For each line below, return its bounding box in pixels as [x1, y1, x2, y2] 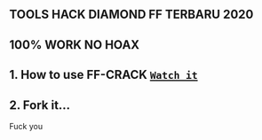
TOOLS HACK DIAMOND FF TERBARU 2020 [9, 7, 254, 22]
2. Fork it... [9, 97, 71, 113]
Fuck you [9, 121, 43, 131]
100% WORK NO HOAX [9, 37, 140, 52]
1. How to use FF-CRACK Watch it [9, 67, 198, 82]
